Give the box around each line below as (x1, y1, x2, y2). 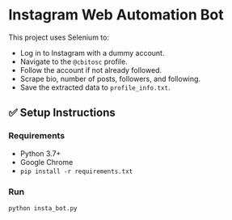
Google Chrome (19, 157, 74, 167)
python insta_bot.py (8, 204, 78, 212)
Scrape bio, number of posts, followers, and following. (19, 74, 200, 83)
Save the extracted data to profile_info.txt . (19, 82, 171, 92)
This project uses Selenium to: (8, 32, 109, 42)
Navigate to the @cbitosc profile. (19, 57, 128, 66)
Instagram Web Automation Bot (8, 6, 224, 24)
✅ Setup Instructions (8, 106, 116, 120)
